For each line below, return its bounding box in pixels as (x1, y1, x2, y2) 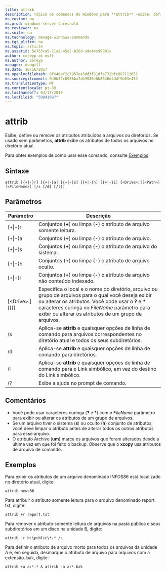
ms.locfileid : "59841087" (5, 95, 58, 99)
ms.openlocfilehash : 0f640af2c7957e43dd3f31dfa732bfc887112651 (5, 72, 138, 77)
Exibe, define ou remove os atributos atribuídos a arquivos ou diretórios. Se (5, 132, 159, 139)
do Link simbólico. (39, 372, 81, 379)
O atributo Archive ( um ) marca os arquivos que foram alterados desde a (12, 436, 159, 442)
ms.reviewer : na (5, 26, 39, 31)
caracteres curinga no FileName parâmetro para (39, 304, 151, 311)
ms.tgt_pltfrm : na (5, 40, 43, 45)
